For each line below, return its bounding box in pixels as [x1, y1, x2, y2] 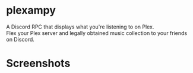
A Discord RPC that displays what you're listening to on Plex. [6, 23, 154, 30]
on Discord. [6, 36, 34, 43]
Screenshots [6, 57, 71, 70]
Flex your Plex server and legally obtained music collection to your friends [6, 29, 188, 36]
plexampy [6, 4, 56, 17]
